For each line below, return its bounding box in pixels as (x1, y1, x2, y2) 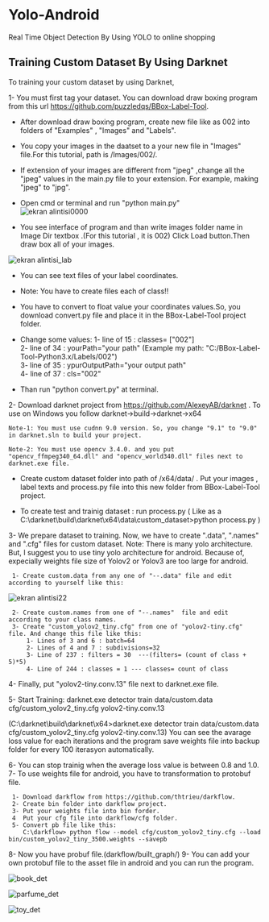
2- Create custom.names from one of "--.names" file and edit (11, 608, 229, 617)
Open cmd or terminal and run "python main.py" (19, 197, 180, 207)
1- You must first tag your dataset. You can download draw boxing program (8, 93, 258, 102)
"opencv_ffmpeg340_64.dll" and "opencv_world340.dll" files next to (8, 452, 243, 460)
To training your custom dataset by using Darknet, (8, 77, 175, 86)
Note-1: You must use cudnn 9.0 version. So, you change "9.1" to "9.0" (8, 424, 258, 432)
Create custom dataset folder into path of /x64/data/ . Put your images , (19, 473, 259, 483)
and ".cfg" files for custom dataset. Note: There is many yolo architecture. (8, 538, 254, 549)
